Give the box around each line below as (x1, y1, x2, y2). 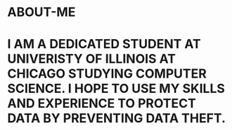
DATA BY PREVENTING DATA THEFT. (7, 110, 226, 127)
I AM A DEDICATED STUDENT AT (7, 36, 202, 52)
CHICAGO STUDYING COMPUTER (7, 66, 207, 82)
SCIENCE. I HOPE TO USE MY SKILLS (7, 81, 225, 96)
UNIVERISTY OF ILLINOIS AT (7, 51, 176, 67)
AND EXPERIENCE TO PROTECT (7, 96, 197, 112)
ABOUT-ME (7, 4, 76, 20)
